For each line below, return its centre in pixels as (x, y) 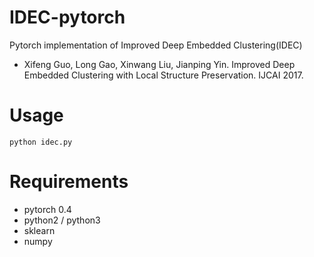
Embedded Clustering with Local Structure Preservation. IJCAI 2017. (163, 75)
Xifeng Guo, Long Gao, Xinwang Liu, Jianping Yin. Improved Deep (159, 64)
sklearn (39, 230)
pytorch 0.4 (47, 209)
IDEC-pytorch (67, 17)
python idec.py (41, 142)
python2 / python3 (62, 220)
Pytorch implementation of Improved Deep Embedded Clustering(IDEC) (156, 45)
